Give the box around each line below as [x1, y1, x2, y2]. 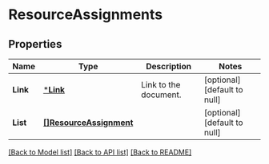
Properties [8, 37, 62, 51]
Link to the [141, 80, 181, 90]
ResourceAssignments [8, 6, 163, 24]
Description [146, 61, 192, 72]
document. [141, 89, 182, 100]
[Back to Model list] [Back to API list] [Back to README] [8, 147, 192, 157]
